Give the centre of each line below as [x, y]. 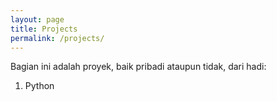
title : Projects [44, 29]
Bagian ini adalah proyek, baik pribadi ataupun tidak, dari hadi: [138, 67]
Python [39, 86]
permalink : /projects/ [57, 38]
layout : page [37, 19]
